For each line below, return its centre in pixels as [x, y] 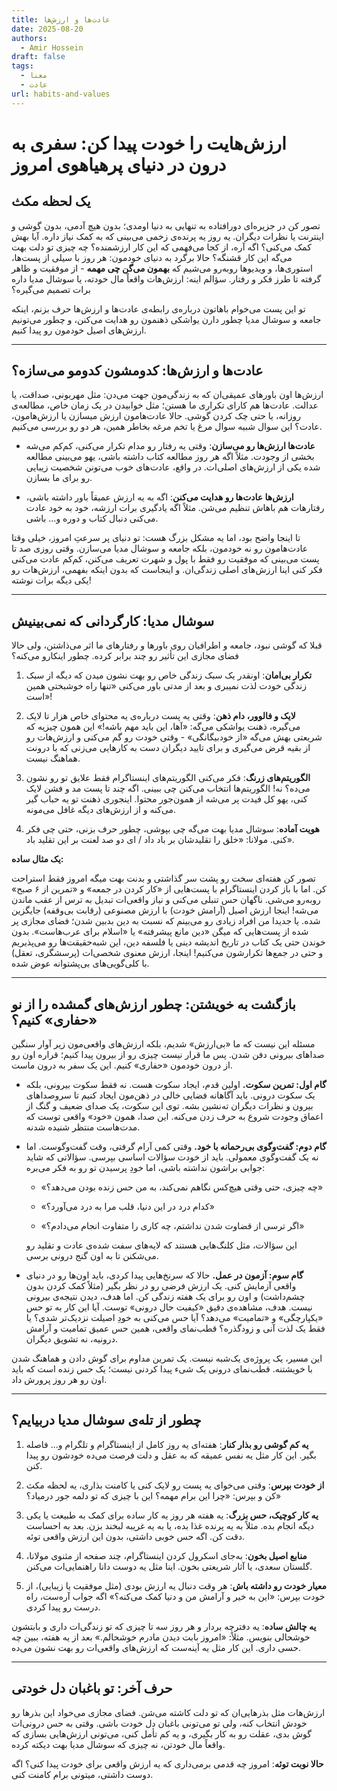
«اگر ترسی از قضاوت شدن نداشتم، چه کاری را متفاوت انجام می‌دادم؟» [172, 1226]
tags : [22, 66]
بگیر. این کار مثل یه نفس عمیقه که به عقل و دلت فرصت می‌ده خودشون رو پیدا [171, 1455]
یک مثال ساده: [37, 859]
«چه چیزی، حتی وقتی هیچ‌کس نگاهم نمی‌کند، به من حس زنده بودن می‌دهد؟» [182, 1187]
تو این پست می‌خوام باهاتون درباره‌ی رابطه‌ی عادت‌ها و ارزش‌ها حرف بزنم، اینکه [158, 308]
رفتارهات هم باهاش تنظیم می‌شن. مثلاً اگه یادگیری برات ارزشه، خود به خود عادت [175, 508]
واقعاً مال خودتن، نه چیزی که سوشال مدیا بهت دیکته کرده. [118, 1744]
